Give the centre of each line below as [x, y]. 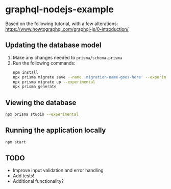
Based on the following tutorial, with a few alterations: [62, 24]
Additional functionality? [38, 181]
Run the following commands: [44, 63]
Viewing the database [41, 103]
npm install [25, 72]
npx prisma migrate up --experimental [54, 82]
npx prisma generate [34, 87]
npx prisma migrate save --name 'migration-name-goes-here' [78, 77]
